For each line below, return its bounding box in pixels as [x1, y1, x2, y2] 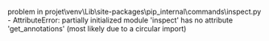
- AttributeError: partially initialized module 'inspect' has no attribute [7, 15, 234, 25]
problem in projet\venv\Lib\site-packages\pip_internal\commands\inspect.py [7, 7, 262, 16]
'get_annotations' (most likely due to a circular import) [7, 24, 187, 33]
